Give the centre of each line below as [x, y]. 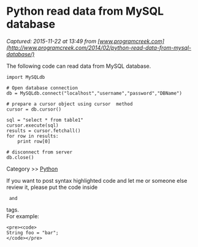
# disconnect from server [39, 152]
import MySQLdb [26, 77]
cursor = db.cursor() [34, 109]
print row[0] [34, 141]
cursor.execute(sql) [33, 125]
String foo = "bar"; [33, 233]
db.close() [20, 157]
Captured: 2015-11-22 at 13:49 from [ [53, 41]
